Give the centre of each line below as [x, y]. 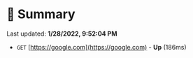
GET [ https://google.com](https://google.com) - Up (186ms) [101, 47]
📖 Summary [41, 14]
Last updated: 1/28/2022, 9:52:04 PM [62, 34]
